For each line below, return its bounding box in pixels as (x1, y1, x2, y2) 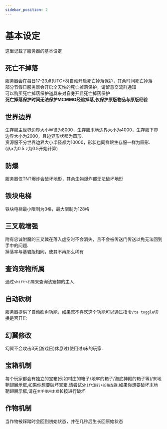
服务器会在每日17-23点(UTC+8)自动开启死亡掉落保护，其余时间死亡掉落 (5, 78, 153, 84)
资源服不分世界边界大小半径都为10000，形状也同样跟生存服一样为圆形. (5, 139, 151, 145)
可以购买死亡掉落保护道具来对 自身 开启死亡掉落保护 (5, 90, 110, 96)
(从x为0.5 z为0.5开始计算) (5, 146, 58, 152)
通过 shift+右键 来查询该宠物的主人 (5, 279, 74, 285)
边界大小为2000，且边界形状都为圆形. (5, 133, 83, 139)
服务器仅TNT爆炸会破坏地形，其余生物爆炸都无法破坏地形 (5, 176, 124, 182)
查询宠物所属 (5, 265, 45, 273)
